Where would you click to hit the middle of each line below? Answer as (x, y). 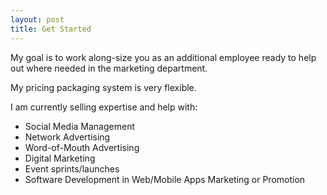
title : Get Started (51, 29)
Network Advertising (67, 137)
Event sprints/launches (72, 168)
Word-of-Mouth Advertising (82, 147)
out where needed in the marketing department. (109, 68)
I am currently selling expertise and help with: (104, 107)
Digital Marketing (60, 158)
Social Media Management (79, 126)
